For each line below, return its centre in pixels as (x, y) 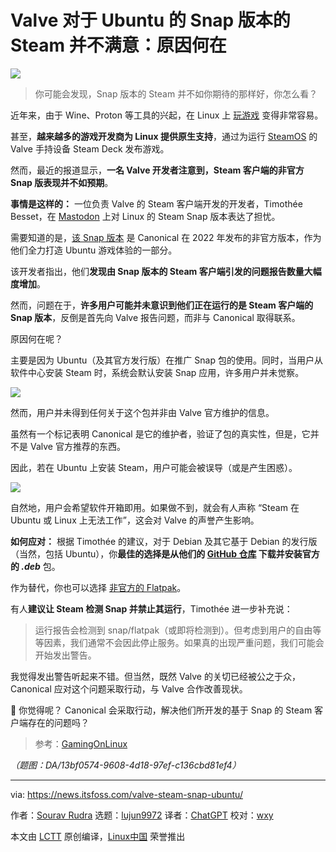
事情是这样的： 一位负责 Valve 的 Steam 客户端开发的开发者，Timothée (156, 203)
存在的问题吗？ (58, 722)
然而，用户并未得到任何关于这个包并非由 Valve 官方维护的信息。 (142, 412)
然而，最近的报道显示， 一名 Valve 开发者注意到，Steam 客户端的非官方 (157, 170)
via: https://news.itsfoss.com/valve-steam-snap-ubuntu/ (126, 794)
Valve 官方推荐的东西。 (77, 446)
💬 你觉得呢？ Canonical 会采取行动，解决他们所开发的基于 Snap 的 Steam (161, 710)
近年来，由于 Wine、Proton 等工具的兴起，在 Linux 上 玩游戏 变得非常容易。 (167, 115)
